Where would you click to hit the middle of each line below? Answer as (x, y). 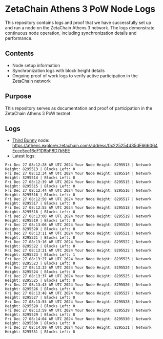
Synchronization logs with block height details (58, 70)
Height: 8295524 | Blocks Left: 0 (40, 272)
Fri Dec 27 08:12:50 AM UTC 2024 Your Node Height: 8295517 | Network (78, 199)
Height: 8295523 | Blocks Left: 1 (40, 255)
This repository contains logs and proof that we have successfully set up (78, 23)
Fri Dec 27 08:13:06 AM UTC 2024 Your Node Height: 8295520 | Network (78, 225)
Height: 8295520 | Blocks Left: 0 (40, 229)
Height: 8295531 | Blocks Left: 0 (40, 332)
